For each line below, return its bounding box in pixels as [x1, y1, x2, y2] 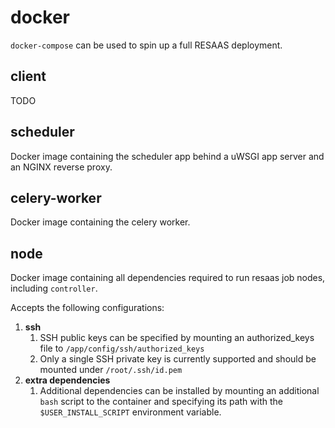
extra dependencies [24, 374, 111, 386]
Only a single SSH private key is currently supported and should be [39, 353, 317, 365]
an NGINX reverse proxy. [10, 161, 113, 173]
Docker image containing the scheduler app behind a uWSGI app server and [10, 150, 325, 162]
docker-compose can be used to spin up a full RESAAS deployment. [10, 39, 283, 51]
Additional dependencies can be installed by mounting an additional [39, 385, 320, 397]
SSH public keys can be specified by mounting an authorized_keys [39, 332, 315, 344]
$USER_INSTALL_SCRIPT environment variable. [39, 406, 222, 418]
